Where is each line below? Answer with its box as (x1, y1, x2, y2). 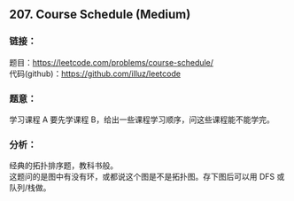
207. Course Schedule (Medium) (9, 7, 191, 22)
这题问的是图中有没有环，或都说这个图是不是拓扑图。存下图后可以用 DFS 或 (9, 172, 285, 182)
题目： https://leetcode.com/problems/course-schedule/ (9, 57, 214, 67)
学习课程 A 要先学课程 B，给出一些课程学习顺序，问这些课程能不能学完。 (9, 114, 275, 125)
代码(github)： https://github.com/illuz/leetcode (9, 68, 182, 79)
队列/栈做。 (9, 182, 51, 193)
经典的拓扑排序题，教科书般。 (9, 160, 118, 171)
